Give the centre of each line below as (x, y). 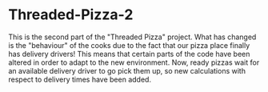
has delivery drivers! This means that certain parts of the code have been (129, 54)
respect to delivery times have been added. (80, 79)
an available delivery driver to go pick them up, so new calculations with (127, 70)
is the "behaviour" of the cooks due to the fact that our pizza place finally (129, 45)
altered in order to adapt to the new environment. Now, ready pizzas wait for (134, 62)
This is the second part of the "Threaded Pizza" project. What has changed (132, 37)
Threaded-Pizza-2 (71, 15)
